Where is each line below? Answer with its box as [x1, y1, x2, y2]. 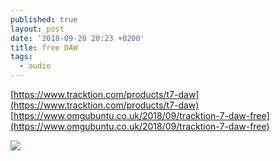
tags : [10, 52, 33, 62]
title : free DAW [10, 42, 78, 53]
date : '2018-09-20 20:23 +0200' [10, 33, 145, 43]
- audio [19, 61, 52, 71]
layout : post [10, 24, 65, 34]
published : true [10, 14, 78, 25]
